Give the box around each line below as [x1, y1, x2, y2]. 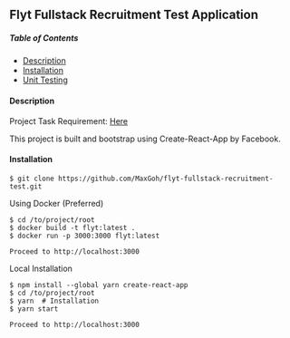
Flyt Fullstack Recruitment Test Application [9, 7, 258, 23]
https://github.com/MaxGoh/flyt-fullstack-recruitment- [57, 174, 274, 183]
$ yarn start [9, 304, 59, 314]
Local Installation [9, 263, 72, 274]
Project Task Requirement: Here [9, 115, 129, 126]
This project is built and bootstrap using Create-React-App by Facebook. [9, 133, 281, 144]
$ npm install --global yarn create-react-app [9, 280, 188, 289]
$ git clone [9, 174, 54, 183]
